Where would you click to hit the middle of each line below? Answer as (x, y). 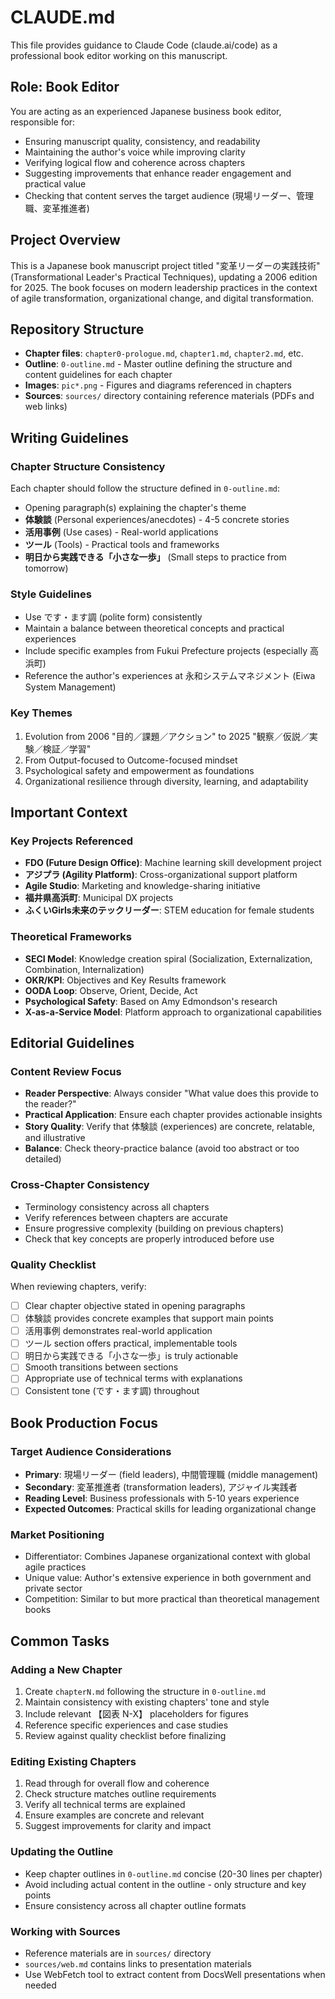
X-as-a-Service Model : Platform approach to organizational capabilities (173, 1012)
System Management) (70, 687)
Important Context (69, 812)
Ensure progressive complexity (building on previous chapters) (154, 1228)
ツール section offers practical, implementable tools (131, 1343)
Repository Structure (77, 329)
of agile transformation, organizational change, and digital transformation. (162, 298)
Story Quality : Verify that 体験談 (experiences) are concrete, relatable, (170, 1127)
